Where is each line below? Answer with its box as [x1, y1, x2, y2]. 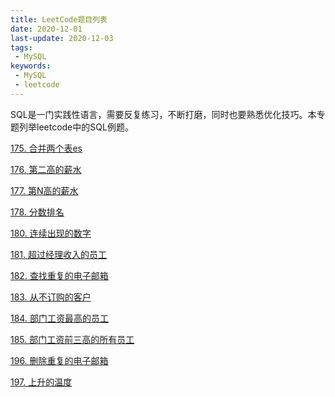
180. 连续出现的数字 [10, 227, 92, 239]
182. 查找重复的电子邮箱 [10, 269, 109, 281]
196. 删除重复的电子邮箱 [10, 354, 109, 366]
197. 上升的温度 [10, 376, 73, 388]
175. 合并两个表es [10, 142, 83, 154]
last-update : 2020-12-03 [10, 33, 114, 43]
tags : [10, 42, 33, 53]
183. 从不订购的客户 [10, 291, 92, 303]
